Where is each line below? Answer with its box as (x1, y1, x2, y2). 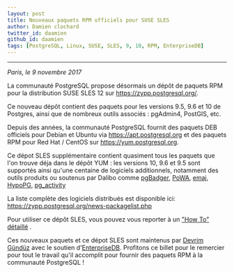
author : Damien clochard (7, 23, 79, 30)
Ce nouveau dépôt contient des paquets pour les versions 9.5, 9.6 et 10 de (7, 102, 221, 110)
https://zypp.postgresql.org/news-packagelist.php (7, 202, 152, 210)
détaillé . (7, 223, 32, 231)
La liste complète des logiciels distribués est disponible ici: (7, 195, 175, 202)
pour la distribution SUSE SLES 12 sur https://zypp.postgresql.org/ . (7, 89, 198, 97)
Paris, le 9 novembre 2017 (7, 68, 82, 76)
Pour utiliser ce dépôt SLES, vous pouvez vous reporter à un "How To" (7, 215, 210, 223)
